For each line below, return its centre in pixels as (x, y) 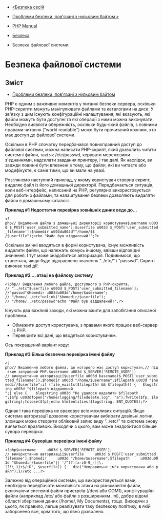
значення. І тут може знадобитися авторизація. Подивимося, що (72, 255)
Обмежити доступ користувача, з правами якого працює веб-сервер (85, 325)
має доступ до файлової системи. (40, 135)
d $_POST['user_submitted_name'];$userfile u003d (57, 228)
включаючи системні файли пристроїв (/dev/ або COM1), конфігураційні (80, 491)
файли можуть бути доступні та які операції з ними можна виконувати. (79, 119)
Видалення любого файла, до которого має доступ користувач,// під (88, 368)
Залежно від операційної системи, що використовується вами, (71, 480)
